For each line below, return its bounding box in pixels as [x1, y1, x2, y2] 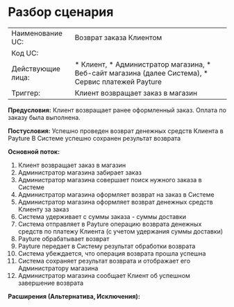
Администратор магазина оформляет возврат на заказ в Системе [17, 190, 215, 198]
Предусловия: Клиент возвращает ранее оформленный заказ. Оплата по [8, 105, 226, 114]
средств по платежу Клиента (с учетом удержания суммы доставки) [17, 227, 224, 236]
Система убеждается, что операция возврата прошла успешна [17, 249, 206, 257]
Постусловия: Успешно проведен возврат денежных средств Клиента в [8, 126, 224, 135]
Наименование [11, 28, 63, 38]
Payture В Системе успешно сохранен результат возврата [8, 134, 181, 142]
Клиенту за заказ [17, 205, 69, 213]
